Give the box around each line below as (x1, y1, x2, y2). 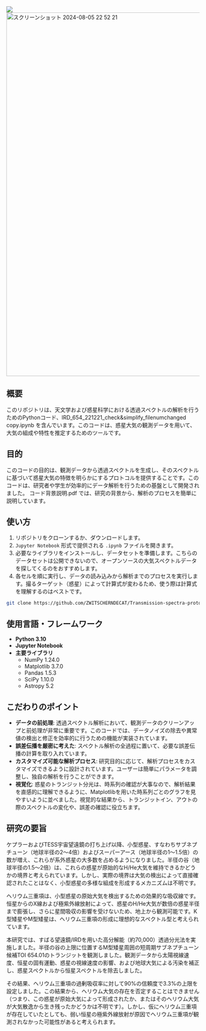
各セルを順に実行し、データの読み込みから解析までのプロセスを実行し (15, 573, 193, 580)
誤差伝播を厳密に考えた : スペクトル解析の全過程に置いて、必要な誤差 (15, 742, 190, 749)
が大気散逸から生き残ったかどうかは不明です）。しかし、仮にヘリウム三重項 (6, 1003, 197, 1010)
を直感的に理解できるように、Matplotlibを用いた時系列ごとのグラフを (15, 788, 191, 795)
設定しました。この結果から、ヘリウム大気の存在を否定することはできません (6, 987, 200, 995)
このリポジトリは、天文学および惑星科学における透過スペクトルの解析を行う (6, 406, 200, 414)
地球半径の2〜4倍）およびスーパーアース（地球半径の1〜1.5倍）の (32, 848, 199, 856)
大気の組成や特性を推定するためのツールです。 (6, 429, 124, 436)
